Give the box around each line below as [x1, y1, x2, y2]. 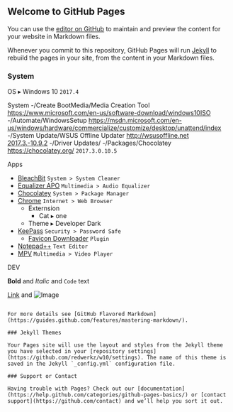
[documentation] [137, 385, 186, 393]
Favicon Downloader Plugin [28, 234, 110, 243]
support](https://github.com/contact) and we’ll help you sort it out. [7, 398, 223, 405]
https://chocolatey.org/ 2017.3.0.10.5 [7, 146, 118, 155]
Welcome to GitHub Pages [7, 6, 125, 18]
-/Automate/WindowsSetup [7, 116, 87, 125]
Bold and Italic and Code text [7, 277, 90, 286]
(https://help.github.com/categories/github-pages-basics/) [7, 391, 189, 399]
